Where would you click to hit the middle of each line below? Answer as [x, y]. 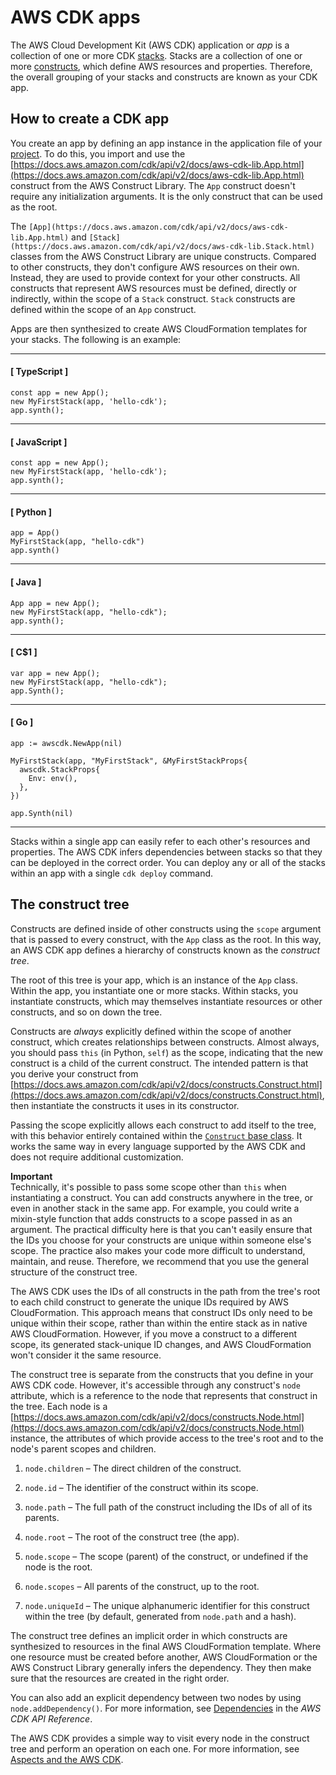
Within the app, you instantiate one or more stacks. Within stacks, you [154, 990]
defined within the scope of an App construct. [103, 309]
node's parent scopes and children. [83, 1448]
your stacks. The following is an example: [96, 339]
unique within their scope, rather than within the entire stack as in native [159, 1323]
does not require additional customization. [97, 1157]
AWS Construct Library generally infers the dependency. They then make [161, 1667]
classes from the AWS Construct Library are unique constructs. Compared [163, 256]
